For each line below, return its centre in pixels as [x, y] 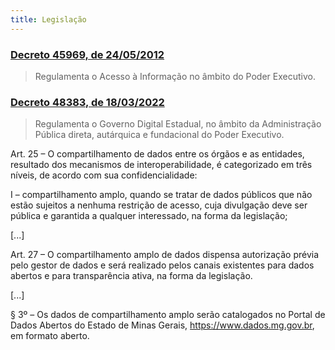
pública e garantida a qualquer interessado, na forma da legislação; [149, 216]
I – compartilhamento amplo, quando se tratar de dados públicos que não [161, 195]
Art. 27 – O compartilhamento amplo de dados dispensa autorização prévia [165, 255]
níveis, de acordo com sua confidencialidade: [104, 175]
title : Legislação [48, 19]
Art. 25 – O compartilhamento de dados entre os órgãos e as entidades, [157, 154]
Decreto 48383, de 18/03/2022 [87, 102]
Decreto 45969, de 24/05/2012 [87, 54]
